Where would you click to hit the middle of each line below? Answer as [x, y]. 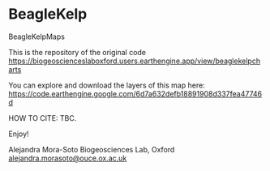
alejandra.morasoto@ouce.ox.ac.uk [68, 158]
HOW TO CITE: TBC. [43, 118]
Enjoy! [19, 134]
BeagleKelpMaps [36, 36]
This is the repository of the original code [77, 52]
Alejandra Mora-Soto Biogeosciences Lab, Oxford [92, 149]
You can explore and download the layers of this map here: [107, 85]
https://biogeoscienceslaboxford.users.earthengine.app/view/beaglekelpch [135, 61]
